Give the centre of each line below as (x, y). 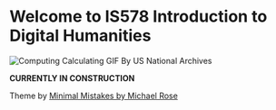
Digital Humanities (80, 36)
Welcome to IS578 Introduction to (138, 17)
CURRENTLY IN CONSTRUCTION (72, 78)
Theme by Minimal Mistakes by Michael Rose (94, 96)
